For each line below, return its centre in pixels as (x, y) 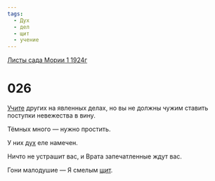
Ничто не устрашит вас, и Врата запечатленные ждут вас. (95, 156)
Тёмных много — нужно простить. (59, 129)
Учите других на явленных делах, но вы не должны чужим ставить (108, 108)
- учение (26, 40)
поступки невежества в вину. (52, 116)
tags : (15, 14)
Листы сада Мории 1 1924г (47, 60)
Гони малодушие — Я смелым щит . (60, 170)
